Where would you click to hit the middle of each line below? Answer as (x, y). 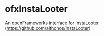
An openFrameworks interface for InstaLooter (52, 23)
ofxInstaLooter (37, 9)
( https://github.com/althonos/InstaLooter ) (48, 28)
